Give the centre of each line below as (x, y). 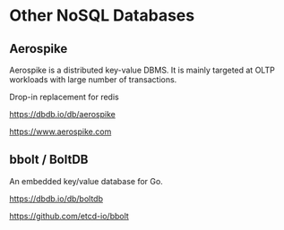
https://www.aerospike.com (60, 132)
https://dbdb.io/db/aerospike (63, 114)
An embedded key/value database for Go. (86, 181)
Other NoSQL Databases (102, 16)
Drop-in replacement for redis (64, 97)
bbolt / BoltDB (49, 160)
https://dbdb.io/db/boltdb (56, 199)
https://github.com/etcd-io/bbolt (69, 216)
